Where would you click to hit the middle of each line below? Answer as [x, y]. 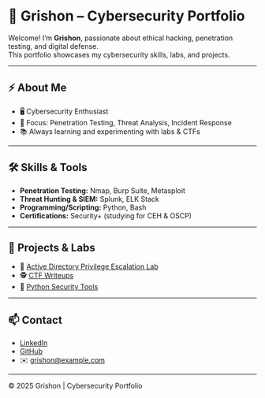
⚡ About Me [37, 88]
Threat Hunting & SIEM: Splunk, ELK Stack [89, 199]
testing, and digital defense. [53, 46]
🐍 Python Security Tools [59, 287]
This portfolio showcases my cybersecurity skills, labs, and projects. [119, 54]
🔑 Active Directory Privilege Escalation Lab [89, 266]
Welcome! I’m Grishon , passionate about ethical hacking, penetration [121, 38]
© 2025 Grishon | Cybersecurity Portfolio [75, 386]
